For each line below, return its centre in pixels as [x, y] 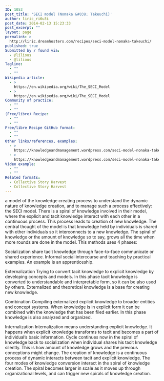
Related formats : [23, 178]
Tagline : [14, 64]
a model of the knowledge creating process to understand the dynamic [76, 200]
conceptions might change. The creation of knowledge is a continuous [76, 353]
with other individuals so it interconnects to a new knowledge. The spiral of [81, 232]
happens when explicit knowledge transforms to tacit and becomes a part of [82, 332]
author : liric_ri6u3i [27, 19]
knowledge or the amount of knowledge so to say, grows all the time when [80, 237]
